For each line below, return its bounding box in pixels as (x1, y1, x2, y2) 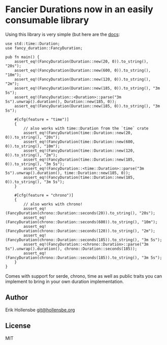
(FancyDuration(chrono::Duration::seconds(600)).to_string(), (5, 219, 140, 225)
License (5, 322, 31, 330)
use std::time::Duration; (5, 41, 60, 46)
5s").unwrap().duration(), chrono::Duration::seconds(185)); (5, 246, 138, 251)
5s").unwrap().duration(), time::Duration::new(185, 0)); (5, 170, 130, 175)
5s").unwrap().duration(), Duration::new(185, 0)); (5, 99, 117, 104)
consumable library (5, 14, 89, 26)
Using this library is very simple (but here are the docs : (5, 31, 120, 37)
